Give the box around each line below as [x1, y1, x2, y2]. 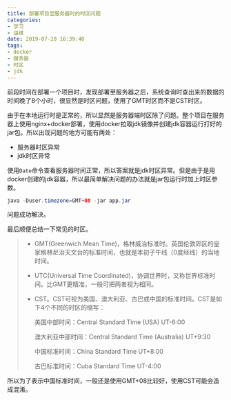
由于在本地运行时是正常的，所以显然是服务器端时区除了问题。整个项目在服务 [7, 111, 225, 119]
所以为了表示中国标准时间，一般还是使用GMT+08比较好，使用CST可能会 [7, 377, 214, 385]
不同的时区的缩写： [50, 303, 106, 312]
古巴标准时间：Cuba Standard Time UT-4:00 [34, 362, 161, 370]
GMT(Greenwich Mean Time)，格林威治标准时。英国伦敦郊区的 [34, 239, 214, 248]
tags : [7, 42, 23, 49]
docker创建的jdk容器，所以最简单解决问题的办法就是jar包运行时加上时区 [7, 174, 212, 183]
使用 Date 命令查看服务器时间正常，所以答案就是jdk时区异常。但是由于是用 [7, 166, 216, 174]
